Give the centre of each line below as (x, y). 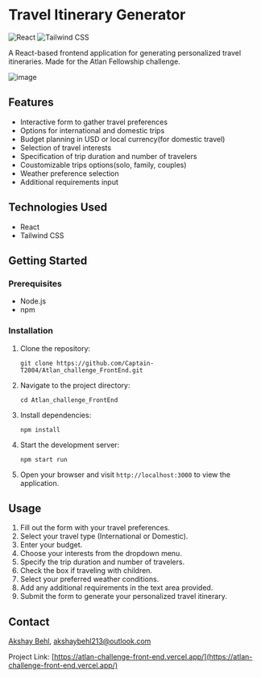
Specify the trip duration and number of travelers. (102, 562)
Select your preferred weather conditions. (89, 580)
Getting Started (48, 260)
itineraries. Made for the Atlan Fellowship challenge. (95, 61)
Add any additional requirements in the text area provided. (116, 588)
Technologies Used (58, 207)
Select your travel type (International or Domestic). (104, 536)
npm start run (43, 459)
